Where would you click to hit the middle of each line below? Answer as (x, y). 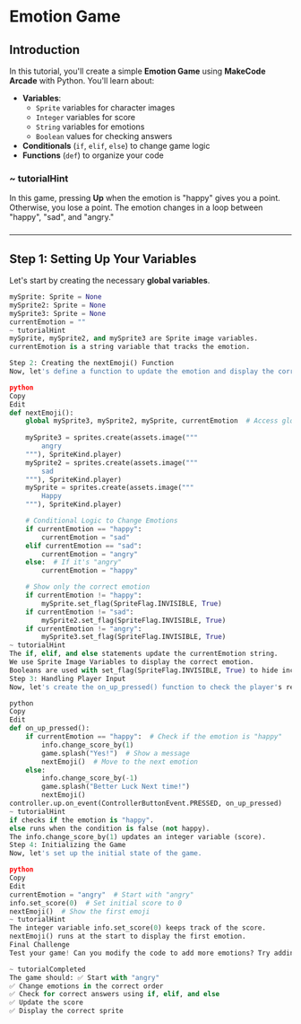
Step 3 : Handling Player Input (68, 678)
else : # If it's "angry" (74, 563)
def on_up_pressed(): (50, 729)
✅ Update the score (46, 1002)
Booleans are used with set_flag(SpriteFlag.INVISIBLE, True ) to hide (144, 670)
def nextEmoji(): (42, 413)
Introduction (45, 50)
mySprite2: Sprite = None (57, 305)
